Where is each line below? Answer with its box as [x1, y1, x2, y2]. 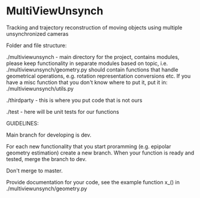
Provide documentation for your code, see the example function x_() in [6, 178, 180, 185]
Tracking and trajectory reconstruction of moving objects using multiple [6, 24, 183, 31]
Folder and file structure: [6, 42, 67, 49]
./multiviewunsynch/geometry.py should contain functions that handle [6, 66, 179, 73]
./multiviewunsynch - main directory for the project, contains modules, [6, 53, 180, 60]
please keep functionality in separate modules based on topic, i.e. [6, 60, 168, 67]
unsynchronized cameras [6, 30, 69, 37]
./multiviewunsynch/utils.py [6, 85, 74, 92]
